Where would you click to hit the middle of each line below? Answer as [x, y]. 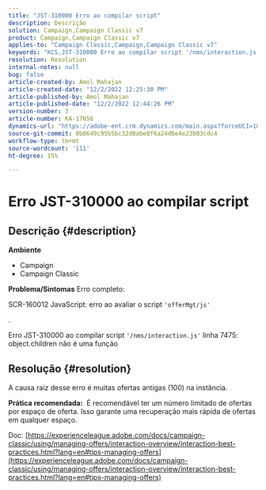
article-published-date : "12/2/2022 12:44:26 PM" [92, 104]
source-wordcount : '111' [49, 148]
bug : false [26, 75]
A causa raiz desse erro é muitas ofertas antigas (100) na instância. [118, 388]
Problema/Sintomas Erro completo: [66, 289]
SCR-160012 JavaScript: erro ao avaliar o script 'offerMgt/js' [110, 304]
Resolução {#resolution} [70, 368]
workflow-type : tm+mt [44, 141]
